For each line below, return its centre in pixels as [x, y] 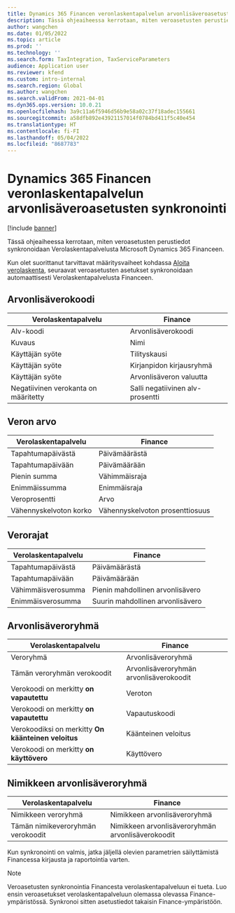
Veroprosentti [33, 499]
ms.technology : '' [34, 53]
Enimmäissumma [39, 487]
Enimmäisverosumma [46, 601]
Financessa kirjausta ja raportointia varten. [69, 860]
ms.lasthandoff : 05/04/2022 [48, 137]
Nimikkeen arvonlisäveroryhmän [163, 826]
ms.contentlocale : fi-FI [43, 131]
